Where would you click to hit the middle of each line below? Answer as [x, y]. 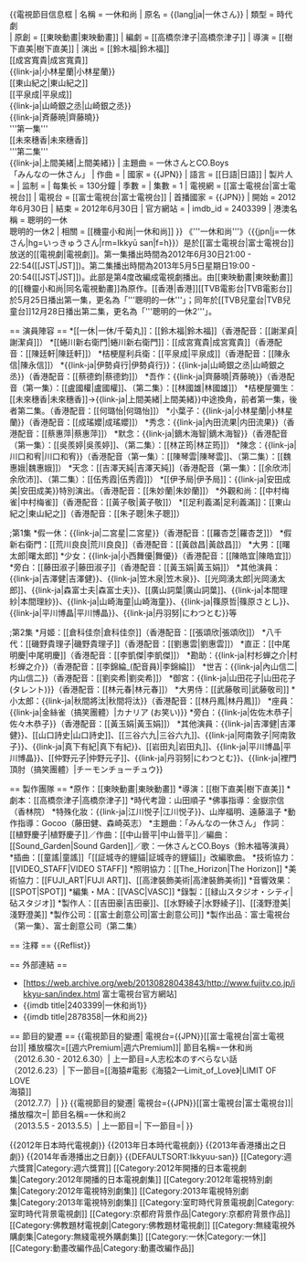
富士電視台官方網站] [140, 994]
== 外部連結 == [38, 965]
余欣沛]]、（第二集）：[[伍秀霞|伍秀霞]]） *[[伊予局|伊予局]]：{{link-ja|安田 [146, 479]
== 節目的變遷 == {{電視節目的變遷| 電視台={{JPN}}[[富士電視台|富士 [139, 1036]
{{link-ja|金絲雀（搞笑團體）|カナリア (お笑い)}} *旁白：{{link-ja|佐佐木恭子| [151, 712]
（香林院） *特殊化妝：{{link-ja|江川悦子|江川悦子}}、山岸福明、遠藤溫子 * [148, 811]
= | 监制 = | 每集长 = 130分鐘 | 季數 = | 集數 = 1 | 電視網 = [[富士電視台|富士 [149, 186]
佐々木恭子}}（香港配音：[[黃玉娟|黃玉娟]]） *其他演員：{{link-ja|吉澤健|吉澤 [153, 724]
